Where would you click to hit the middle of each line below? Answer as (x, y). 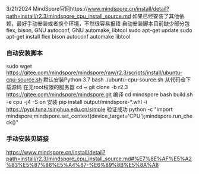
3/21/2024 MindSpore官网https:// (47, 9)
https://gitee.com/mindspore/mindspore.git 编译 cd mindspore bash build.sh (99, 94)
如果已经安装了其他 (156, 16)
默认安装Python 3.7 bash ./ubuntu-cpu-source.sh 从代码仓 (114, 80)
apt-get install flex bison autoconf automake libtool (68, 37)
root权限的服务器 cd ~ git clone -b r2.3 (81, 87)
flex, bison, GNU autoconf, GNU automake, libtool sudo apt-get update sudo (99, 30)
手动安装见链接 (28, 139)
